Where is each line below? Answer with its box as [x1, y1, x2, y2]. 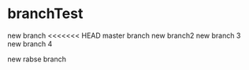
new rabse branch [7, 54, 67, 64]
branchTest [7, 5, 84, 23]
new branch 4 [7, 39, 53, 48]
